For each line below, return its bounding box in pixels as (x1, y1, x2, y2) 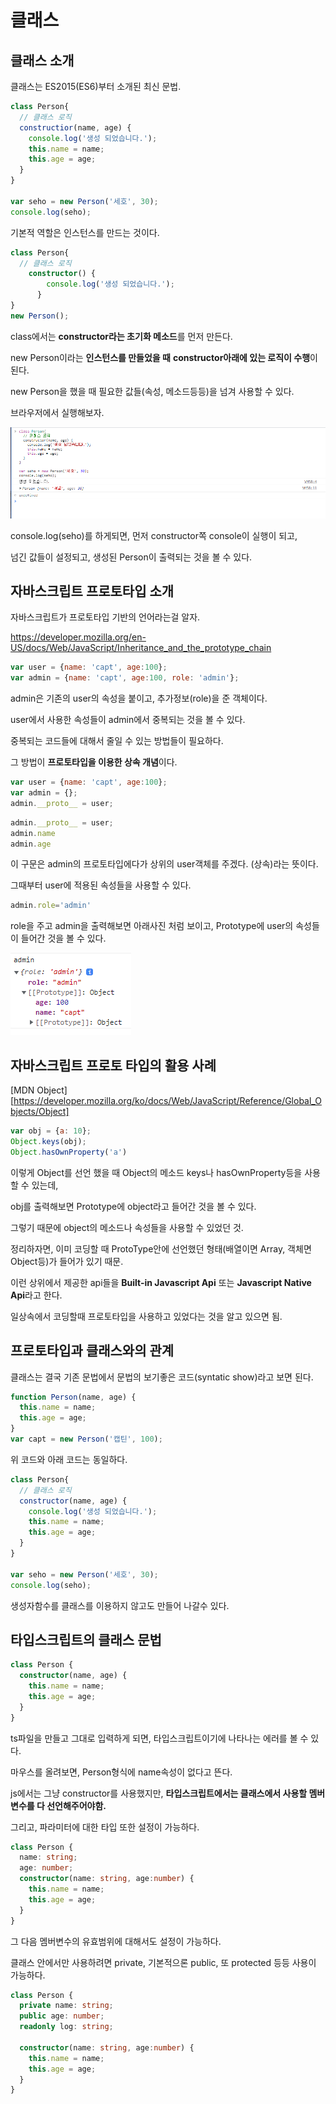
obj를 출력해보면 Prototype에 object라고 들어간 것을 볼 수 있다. (10, 1200, 257, 1212)
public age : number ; (19, 2011, 105, 2021)
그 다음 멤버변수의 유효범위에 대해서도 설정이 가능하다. (10, 1935, 222, 1947)
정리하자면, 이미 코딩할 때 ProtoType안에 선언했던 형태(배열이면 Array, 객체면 (10, 1242, 312, 1255)
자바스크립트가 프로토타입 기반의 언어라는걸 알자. (10, 611, 201, 623)
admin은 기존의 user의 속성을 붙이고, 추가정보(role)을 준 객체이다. (10, 692, 268, 705)
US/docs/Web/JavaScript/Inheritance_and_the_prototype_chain (10, 642, 272, 654)
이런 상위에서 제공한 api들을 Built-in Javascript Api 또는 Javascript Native (10, 1276, 312, 1288)
